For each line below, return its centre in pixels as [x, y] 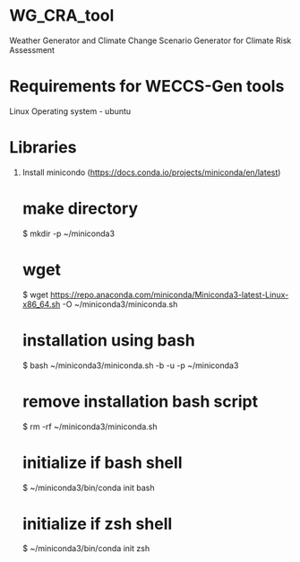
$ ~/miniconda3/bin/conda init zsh [86, 549]
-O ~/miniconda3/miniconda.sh [120, 304]
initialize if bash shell [102, 462]
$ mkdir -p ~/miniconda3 [68, 233]
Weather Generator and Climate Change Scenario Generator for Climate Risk [150, 40]
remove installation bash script [140, 401]
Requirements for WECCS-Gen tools [147, 87]
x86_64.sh [41, 304]
